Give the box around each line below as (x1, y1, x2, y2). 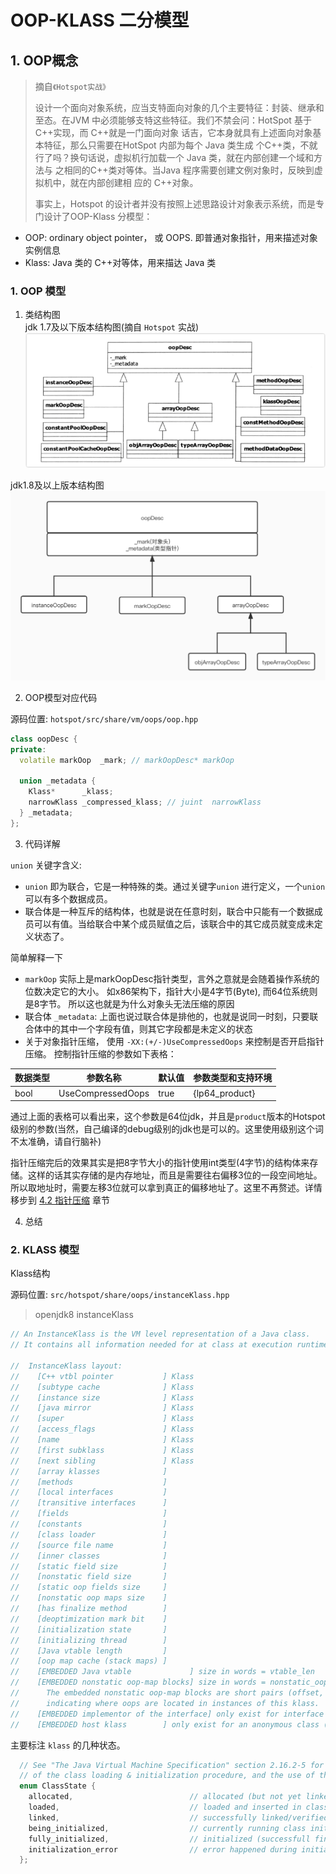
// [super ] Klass (10, 1414, 195, 1424)
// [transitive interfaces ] (10, 1498, 168, 1508)
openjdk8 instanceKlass (34, 1309, 134, 1321)
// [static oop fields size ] (10, 1582, 168, 1593)
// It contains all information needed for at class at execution (10, 1340, 293, 1350)
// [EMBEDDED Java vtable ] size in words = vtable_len (10, 1667, 315, 1677)
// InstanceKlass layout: (10, 1361, 123, 1371)
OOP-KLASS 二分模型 (10, 9, 190, 32)
